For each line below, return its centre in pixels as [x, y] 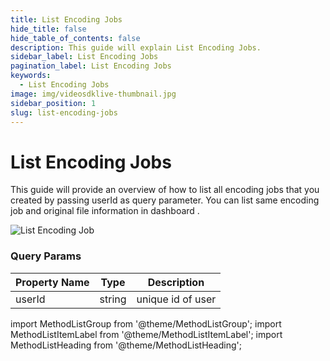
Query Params [46, 256]
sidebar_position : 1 [53, 103]
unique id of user [176, 299]
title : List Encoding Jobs [66, 19]
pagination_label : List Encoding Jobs [91, 66]
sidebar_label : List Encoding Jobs [84, 57]
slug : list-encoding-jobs [64, 112]
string [113, 299]
